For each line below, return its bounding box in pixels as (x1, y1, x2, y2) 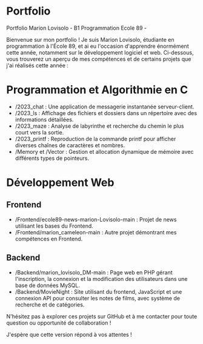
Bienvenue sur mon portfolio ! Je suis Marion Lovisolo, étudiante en (6, 36, 175, 43)
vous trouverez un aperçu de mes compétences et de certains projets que (6, 55, 191, 62)
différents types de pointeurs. (15, 154, 90, 162)
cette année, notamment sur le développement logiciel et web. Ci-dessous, (6, 48, 194, 56)
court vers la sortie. (15, 128, 64, 136)
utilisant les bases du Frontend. (15, 222, 94, 230)
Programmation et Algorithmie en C (6, 83, 188, 97)
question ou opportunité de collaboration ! (6, 319, 111, 326)
